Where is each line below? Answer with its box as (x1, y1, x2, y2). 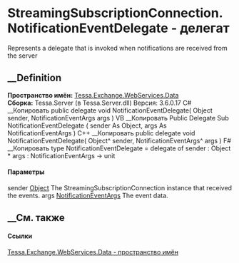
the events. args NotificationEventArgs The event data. (7, 191, 169, 200)
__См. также (7, 212, 66, 224)
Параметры (7, 167, 45, 176)
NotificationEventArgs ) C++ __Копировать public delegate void (7, 128, 195, 137)
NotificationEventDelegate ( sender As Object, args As (7, 121, 167, 130)
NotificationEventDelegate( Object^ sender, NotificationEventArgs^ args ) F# (7, 136, 232, 145)
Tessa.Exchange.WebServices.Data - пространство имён (7, 247, 178, 256)
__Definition (7, 72, 62, 84)
